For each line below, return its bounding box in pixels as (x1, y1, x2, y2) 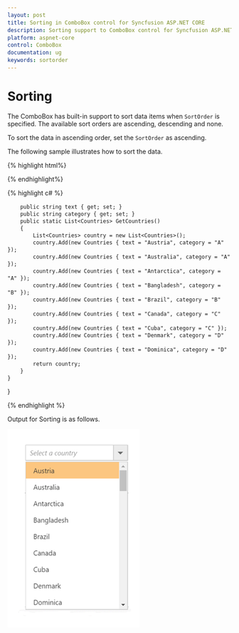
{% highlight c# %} (7, 188, 63, 197)
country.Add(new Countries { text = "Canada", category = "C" (33, 310, 221, 318)
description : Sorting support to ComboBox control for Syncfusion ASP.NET (7, 26, 234, 34)
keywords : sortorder (7, 57, 69, 64)
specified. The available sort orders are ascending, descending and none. (7, 119, 224, 128)
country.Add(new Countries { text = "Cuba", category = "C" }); (33, 325, 228, 332)
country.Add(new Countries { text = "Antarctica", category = (33, 268, 221, 275)
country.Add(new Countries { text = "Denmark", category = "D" (33, 332, 224, 339)
